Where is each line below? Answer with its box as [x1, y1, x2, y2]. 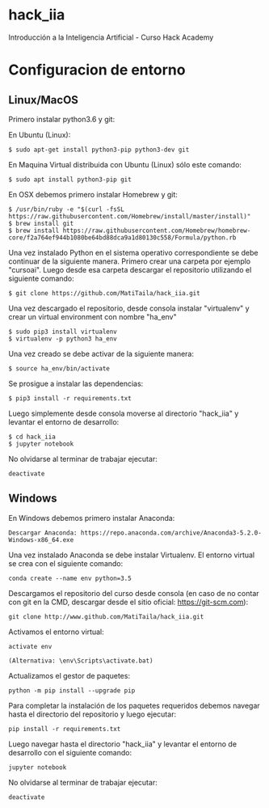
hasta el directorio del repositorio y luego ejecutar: [8, 709, 176, 719]
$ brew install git [8, 219, 74, 227]
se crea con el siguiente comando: [8, 558, 124, 568]
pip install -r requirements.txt [8, 725, 121, 733]
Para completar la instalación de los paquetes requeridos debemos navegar [8, 700, 260, 710]
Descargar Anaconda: [8, 528, 78, 537]
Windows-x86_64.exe [8, 535, 74, 544]
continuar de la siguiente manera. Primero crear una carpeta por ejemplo [8, 256, 251, 266]
